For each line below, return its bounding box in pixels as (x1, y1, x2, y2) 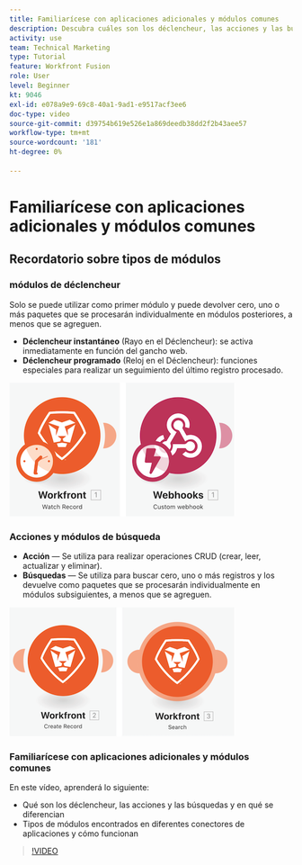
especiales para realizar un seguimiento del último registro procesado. (22, 365, 284, 375)
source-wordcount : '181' (9, 138, 102, 148)
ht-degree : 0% (9, 148, 63, 157)
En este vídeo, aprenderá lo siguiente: (9, 782, 150, 793)
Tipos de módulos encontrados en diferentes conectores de (22, 819, 245, 830)
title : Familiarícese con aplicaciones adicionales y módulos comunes (9, 14, 280, 23)
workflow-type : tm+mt (9, 129, 91, 138)
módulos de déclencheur (9, 279, 121, 292)
